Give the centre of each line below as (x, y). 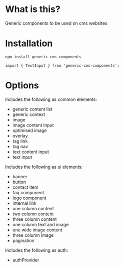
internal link (24, 203)
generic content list (32, 109)
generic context (29, 114)
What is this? (33, 9)
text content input (30, 152)
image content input (33, 125)
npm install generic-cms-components (43, 57)
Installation (29, 43)
